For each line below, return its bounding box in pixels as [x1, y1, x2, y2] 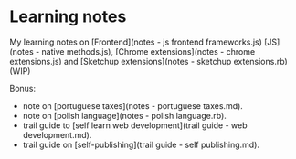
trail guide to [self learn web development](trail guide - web [22, 120, 248, 131]
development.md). [22, 129, 92, 140]
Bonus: [9, 83, 37, 94]
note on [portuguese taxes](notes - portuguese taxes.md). [22, 100, 244, 111]
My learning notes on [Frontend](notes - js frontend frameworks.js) [9, 36, 263, 47]
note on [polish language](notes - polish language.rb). [22, 110, 227, 121]
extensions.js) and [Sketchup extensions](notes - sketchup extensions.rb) [9, 55, 288, 66]
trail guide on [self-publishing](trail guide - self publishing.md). [22, 139, 260, 150]
